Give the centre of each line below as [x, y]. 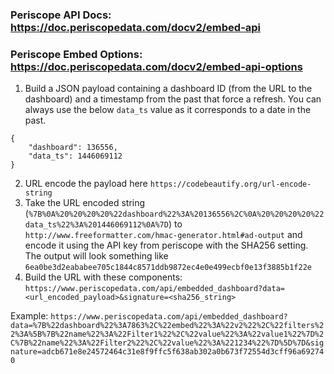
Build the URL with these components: [103, 277]
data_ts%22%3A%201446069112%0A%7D [96, 225]
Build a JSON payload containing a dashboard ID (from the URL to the [168, 89]
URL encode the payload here [86, 184]
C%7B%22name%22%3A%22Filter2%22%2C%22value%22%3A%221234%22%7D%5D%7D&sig [167, 343]
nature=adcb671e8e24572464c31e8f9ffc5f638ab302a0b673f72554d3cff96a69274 [167, 352]
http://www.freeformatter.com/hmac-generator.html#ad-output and [163, 235]
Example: [29, 316]
